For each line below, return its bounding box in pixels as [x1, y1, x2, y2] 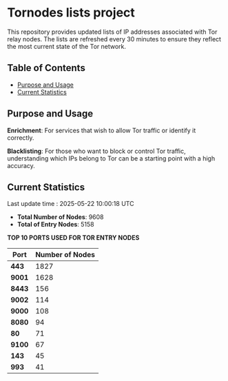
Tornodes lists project [7, 5, 136, 21]
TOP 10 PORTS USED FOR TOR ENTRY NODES [7, 234, 140, 242]
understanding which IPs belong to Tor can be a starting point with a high [7, 154, 216, 163]
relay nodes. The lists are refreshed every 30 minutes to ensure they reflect [7, 34, 222, 43]
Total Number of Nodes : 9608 [17, 213, 104, 221]
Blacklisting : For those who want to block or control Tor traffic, [7, 147, 186, 155]
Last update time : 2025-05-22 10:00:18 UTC [7, 200, 134, 208]
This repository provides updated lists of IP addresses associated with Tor [7, 28, 218, 36]
